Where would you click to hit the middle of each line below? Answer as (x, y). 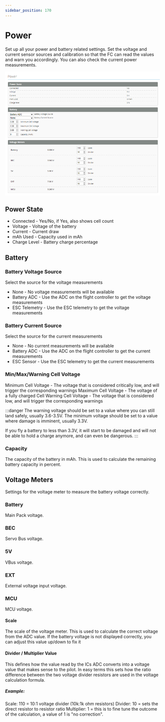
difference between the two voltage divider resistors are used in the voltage (82, 675)
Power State (24, 209)
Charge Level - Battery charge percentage (55, 242)
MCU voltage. (19, 609)
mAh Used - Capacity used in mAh (47, 237)
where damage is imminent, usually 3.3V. (47, 421)
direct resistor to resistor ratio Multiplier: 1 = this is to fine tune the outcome (81, 709)
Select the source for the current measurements (54, 336)
